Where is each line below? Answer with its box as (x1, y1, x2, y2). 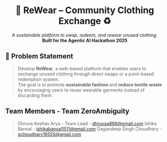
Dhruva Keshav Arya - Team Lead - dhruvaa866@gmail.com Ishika (17, 120, 157, 126)
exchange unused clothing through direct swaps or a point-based (17, 71, 154, 77)
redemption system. (17, 76, 60, 82)
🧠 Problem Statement (5, 52, 74, 61)
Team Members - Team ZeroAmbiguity (5, 107, 130, 116)
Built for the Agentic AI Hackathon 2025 (42, 37, 128, 43)
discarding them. (17, 92, 53, 98)
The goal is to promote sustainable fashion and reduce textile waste (17, 81, 162, 87)
